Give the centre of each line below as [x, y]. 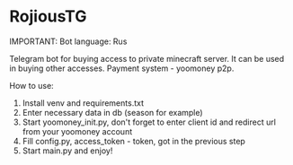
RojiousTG [48, 17]
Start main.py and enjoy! [67, 151]
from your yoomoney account [77, 131]
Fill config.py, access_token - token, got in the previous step [133, 141]
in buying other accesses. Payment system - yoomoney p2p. [122, 68]
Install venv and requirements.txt [83, 103]
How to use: [31, 85]
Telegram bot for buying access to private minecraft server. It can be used [147, 58]
